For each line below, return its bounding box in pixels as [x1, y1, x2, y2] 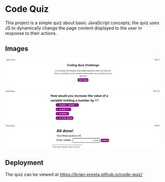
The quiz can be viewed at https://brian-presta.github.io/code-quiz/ [5, 171, 143, 177]
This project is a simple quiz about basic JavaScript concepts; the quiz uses [5, 20, 160, 26]
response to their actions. [5, 30, 57, 36]
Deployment [5, 158, 44, 167]
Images [5, 44, 29, 53]
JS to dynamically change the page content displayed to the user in [5, 25, 142, 31]
